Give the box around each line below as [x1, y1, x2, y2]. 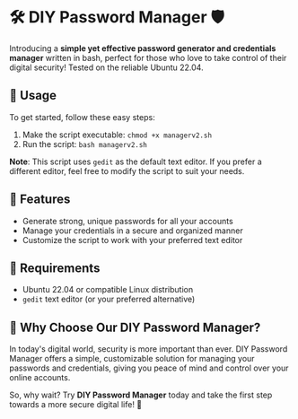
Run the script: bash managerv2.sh [22, 138, 148, 149]
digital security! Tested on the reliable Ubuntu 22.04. [9, 62, 204, 73]
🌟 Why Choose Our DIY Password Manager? [9, 319, 261, 335]
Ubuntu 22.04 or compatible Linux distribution [22, 284, 194, 295]
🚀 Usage [9, 88, 57, 103]
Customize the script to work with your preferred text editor [22, 234, 243, 245]
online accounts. [9, 372, 71, 383]
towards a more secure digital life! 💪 [9, 399, 143, 410]
